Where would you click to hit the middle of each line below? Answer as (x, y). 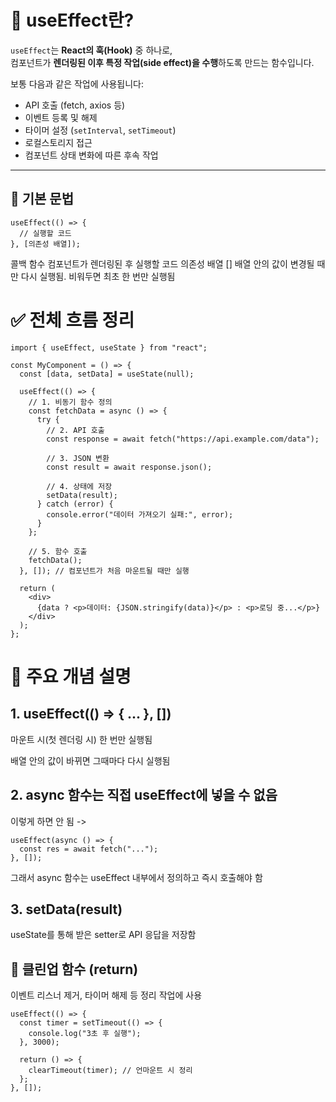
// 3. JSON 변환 (78, 458)
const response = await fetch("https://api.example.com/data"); (183, 439)
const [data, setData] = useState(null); (107, 374)
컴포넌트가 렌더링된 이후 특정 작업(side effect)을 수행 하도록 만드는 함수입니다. (162, 62)
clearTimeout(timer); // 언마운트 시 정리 (110, 1071)
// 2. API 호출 (75, 430)
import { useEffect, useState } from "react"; (109, 347)
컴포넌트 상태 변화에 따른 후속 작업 (91, 155)
